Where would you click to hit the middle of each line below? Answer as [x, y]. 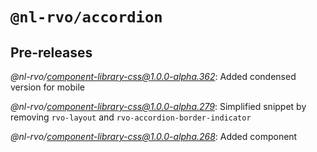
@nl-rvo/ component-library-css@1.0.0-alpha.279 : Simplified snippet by [158, 106]
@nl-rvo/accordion [86, 17]
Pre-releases [51, 52]
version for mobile [47, 87]
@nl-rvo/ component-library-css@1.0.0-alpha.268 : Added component [154, 136]
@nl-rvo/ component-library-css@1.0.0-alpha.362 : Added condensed [153, 76]
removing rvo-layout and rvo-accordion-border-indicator [131, 117]
